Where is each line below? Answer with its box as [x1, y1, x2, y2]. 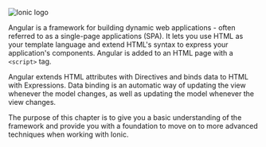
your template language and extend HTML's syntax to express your [8, 40, 229, 49]
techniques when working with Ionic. [8, 130, 129, 139]
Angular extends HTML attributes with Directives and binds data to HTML [8, 72, 249, 81]
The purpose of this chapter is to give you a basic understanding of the [8, 113, 242, 122]
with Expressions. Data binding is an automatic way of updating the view [8, 80, 246, 90]
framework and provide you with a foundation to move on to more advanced [8, 122, 259, 130]
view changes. [8, 98, 57, 106]
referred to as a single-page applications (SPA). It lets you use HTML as [8, 32, 244, 41]
